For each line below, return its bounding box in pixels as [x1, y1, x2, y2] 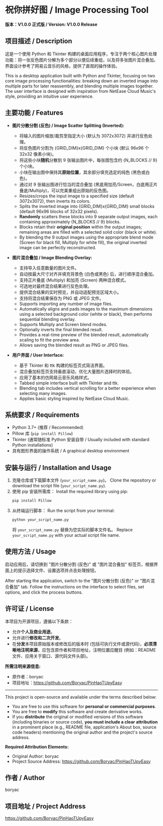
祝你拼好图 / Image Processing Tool [5, 4, 149, 16]
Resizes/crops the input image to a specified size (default [19, 193, 134, 199]
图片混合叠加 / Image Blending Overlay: [12, 255, 92, 260]
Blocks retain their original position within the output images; [19, 224, 142, 230]
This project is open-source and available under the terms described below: [5, 694, 157, 700]
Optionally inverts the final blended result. [19, 327, 103, 332]
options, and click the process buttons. [5, 589, 83, 595]
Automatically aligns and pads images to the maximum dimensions [19, 306, 153, 311]
